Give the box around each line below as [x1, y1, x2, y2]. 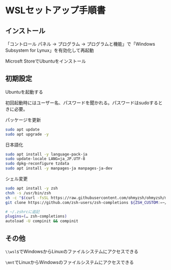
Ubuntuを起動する [5, 88, 43, 95]
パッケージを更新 [5, 116, 41, 123]
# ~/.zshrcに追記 [5, 209, 40, 214]
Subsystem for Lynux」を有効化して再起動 [5, 47, 94, 53]
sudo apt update [5, 127, 40, 132]
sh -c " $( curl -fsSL [5, 195, 49, 200]
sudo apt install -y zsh [5, 186, 58, 191]
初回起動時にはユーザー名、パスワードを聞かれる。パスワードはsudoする [5, 100, 159, 106]
